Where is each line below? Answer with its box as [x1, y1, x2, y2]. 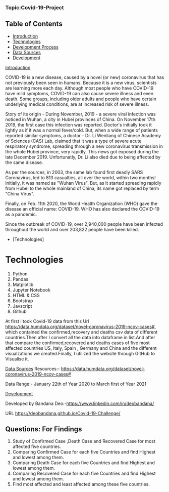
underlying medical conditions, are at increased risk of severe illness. [5, 101, 149, 107]
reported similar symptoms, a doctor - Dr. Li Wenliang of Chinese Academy [5, 132, 161, 138]
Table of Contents [5, 20, 63, 28]
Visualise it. [5, 356, 29, 362]
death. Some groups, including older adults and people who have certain [5, 96, 156, 102]
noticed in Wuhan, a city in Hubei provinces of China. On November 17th [5, 116, 155, 122]
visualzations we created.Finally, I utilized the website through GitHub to [5, 350, 155, 356]
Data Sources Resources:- [5, 365, 60, 372]
